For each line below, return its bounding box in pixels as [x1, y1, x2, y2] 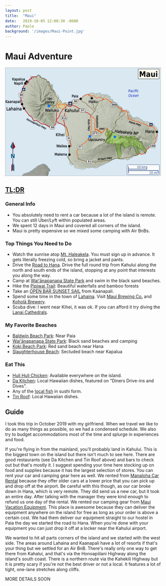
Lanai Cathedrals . [12, 309, 48, 315]
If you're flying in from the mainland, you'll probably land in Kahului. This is [5, 446, 157, 452]
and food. [5, 437, 25, 443]
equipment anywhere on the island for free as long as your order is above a [5, 510, 158, 516]
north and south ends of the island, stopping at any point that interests [12, 267, 156, 273]
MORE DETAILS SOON [5, 576, 51, 582]
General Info [5, 201, 36, 208]
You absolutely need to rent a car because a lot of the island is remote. [12, 212, 157, 218]
